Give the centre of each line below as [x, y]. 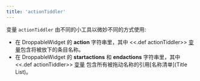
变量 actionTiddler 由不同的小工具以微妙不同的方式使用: [76, 29]
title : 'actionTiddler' [36, 12]
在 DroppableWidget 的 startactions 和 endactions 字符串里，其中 [98, 57]
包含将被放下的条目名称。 [52, 49]
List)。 [23, 71]
